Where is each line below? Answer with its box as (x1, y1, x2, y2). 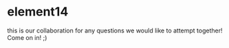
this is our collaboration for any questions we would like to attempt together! (7, 26, 223, 34)
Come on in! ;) (7, 33, 47, 41)
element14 (7, 4, 69, 20)
